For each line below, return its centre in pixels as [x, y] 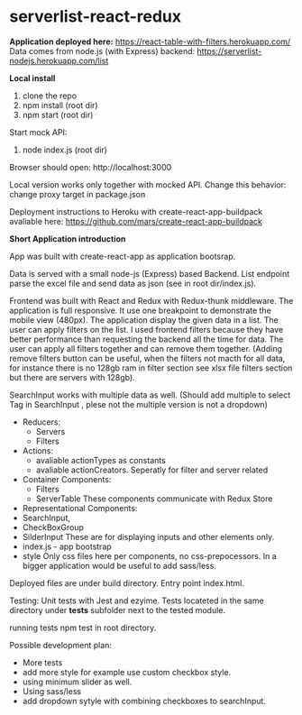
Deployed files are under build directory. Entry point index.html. [127, 582]
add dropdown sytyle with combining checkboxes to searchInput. [144, 701]
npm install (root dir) [60, 105]
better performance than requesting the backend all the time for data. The [146, 339]
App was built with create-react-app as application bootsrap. [123, 256]
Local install [32, 78]
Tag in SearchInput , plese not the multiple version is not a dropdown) [138, 404]
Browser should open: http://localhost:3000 [91, 167]
